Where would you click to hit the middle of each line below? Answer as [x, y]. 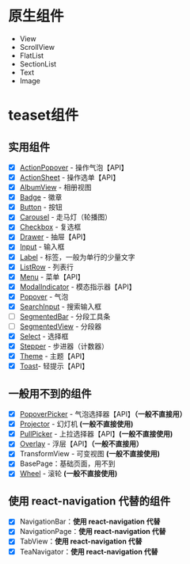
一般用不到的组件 [50, 393]
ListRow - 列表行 [46, 267]
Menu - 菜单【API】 [52, 276]
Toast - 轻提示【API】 [54, 366]
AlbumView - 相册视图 [55, 188]
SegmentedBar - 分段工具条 [65, 316]
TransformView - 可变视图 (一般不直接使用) [90, 454]
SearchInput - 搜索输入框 [61, 307]
